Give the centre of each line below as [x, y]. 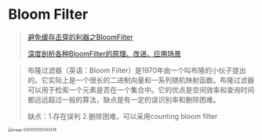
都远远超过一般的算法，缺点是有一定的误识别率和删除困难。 [124, 99]
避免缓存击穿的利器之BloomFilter [80, 37]
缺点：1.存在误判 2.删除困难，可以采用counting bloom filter [122, 116]
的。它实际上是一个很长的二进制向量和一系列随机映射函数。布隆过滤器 [141, 80]
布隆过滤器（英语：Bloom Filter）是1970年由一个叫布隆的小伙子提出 [137, 70]
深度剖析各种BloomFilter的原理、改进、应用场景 [104, 53]
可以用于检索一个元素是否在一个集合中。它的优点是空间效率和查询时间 [141, 90]
